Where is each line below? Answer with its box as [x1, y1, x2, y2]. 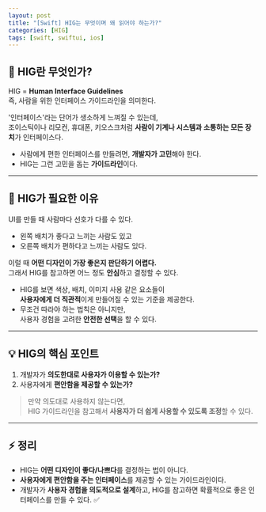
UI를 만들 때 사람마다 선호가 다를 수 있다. [8, 214, 133, 224]
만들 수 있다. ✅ [54, 495, 101, 504]
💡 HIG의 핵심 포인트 [8, 347, 99, 361]
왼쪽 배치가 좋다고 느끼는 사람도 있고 [19, 231, 132, 241]
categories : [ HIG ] [8, 26, 69, 34]
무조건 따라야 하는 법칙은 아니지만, [19, 304, 126, 313]
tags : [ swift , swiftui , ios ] [8, 33, 104, 42]
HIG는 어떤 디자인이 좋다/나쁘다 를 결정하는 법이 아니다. [19, 465, 188, 475]
